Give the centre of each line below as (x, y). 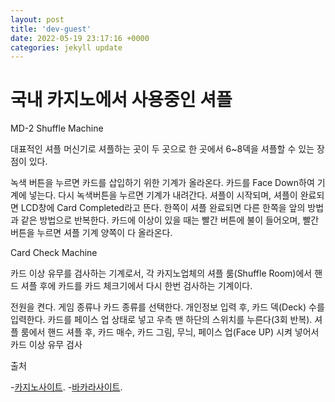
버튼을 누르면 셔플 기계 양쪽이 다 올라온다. (91, 233)
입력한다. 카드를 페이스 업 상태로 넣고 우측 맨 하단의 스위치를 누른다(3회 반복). (161, 320)
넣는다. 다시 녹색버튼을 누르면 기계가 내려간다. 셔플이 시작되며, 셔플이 (163, 195)
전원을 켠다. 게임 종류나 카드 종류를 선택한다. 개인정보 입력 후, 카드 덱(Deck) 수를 (167, 307)
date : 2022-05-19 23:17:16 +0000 (80, 38)
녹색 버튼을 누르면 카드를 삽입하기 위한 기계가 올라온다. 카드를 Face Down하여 (162, 183)
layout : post (37, 19)
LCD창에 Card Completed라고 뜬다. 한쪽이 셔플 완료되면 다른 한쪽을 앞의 (163, 208)
